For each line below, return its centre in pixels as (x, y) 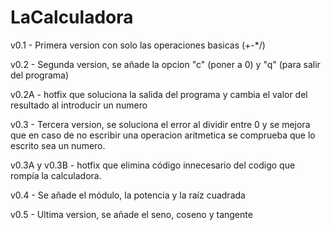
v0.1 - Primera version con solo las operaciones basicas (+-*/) (138, 45)
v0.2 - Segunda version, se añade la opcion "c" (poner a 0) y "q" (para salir (165, 64)
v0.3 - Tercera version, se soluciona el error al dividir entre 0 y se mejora (160, 124)
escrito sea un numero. (58, 145)
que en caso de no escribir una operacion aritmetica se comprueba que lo (163, 135)
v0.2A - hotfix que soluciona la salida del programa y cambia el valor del (159, 94)
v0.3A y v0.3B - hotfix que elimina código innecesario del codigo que (153, 165)
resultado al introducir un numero (79, 105)
